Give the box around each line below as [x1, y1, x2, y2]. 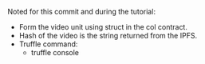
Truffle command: [18, 39, 78, 49]
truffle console [30, 48, 80, 57]
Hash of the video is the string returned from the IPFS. [18, 31, 197, 40]
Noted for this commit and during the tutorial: [7, 7, 156, 16]
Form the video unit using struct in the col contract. [18, 22, 188, 31]
